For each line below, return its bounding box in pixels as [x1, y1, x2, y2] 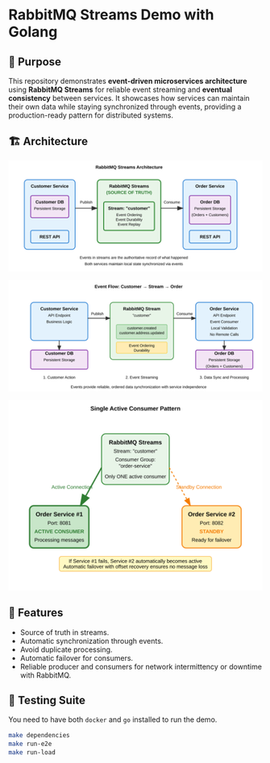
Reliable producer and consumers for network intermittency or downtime [19, 661, 262, 671]
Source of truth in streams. [19, 627, 110, 637]
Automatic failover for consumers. [19, 653, 134, 662]
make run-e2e [8, 740, 52, 748]
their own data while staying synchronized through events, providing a [8, 102, 242, 111]
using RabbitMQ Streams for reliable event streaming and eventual [8, 85, 232, 94]
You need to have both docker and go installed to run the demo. [8, 715, 218, 724]
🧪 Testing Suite [8, 694, 86, 707]
